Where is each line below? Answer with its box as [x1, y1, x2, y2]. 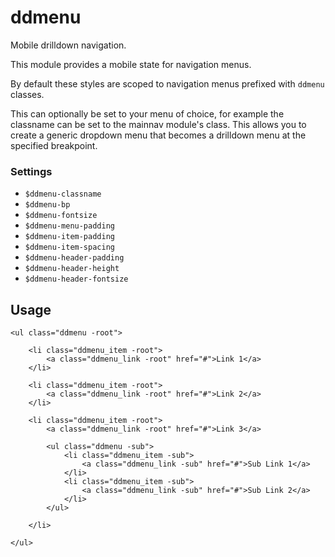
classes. [10, 88, 45, 100]
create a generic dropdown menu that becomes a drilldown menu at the [10, 129, 307, 141]
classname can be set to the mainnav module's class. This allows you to [10, 118, 307, 130]
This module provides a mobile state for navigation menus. [10, 58, 252, 70]
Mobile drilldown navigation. [10, 39, 127, 51]
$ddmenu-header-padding [24, 253, 125, 263]
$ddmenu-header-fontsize [24, 274, 129, 285]
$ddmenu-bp [24, 200, 71, 210]
